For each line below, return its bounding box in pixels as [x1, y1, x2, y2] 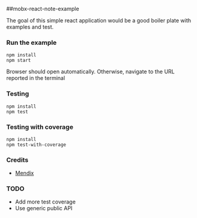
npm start [6, 58, 32, 64]
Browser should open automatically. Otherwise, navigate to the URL [6, 68, 175, 75]
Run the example [6, 38, 57, 47]
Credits [6, 156, 28, 164]
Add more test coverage [15, 198, 76, 205]
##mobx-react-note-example [6, 5, 79, 12]
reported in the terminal [6, 74, 65, 82]
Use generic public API [15, 205, 73, 212]
